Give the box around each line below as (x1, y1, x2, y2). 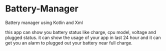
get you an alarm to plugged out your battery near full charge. (5, 39, 132, 45)
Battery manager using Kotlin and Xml (5, 19, 83, 25)
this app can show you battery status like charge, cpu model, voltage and (5, 29, 156, 35)
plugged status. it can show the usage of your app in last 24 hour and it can (5, 34, 161, 40)
